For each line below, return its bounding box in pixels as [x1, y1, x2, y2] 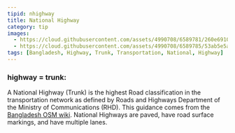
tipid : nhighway [7, 10, 55, 17]
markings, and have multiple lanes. [7, 118, 108, 127]
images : [7, 29, 30, 37]
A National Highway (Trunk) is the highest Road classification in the [7, 88, 201, 97]
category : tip [7, 23, 49, 30]
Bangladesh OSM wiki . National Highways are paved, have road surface [7, 111, 215, 119]
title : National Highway [7, 17, 80, 24]
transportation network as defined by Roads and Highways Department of [7, 96, 220, 104]
